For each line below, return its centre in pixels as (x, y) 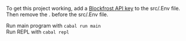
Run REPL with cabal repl (38, 32)
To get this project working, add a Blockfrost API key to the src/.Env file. (93, 8)
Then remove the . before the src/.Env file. (57, 14)
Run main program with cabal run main (54, 26)
